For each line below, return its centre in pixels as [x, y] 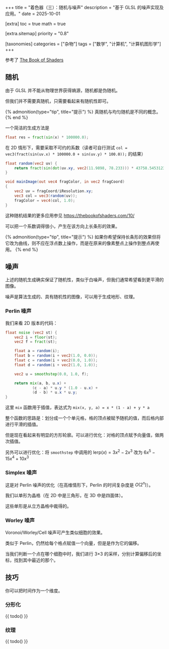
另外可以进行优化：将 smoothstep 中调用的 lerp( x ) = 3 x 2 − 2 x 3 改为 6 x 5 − [80, 452]
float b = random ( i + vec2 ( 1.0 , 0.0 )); [56, 356]
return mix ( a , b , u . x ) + [40, 383]
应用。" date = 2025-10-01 [33, 14]
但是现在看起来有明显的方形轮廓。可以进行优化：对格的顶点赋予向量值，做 [82, 435]
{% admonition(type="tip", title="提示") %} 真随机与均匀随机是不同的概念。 [83, 112]
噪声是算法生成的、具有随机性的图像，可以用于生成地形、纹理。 [71, 297]
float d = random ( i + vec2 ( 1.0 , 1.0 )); [56, 365]
